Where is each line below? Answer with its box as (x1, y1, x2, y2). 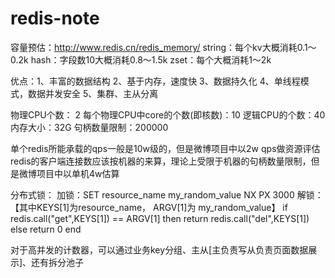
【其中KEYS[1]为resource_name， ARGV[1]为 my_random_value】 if (10, 201, 288, 213)
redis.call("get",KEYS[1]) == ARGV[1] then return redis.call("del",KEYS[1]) (10, 212, 310, 224)
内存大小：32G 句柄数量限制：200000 (10, 121, 169, 133)
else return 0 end (10, 223, 82, 235)
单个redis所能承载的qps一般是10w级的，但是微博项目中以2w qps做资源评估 (10, 142, 321, 154)
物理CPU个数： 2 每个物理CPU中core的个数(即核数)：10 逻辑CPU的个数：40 (10, 108, 326, 121)
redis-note (10, 7, 100, 30)
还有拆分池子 (31, 256, 85, 268)
